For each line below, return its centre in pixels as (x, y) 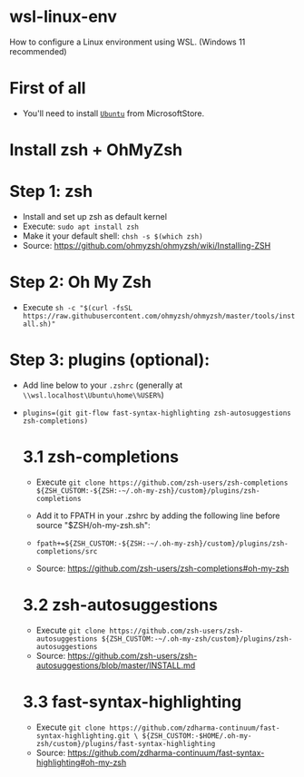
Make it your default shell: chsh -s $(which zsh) (113, 236)
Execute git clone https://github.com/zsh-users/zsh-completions (162, 482)
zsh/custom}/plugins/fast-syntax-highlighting (126, 743)
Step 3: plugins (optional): (110, 360)
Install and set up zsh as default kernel (95, 216)
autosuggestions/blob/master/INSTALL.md (116, 665)
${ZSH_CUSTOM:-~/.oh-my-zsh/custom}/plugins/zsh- (197, 639)
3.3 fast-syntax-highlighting (132, 702)
